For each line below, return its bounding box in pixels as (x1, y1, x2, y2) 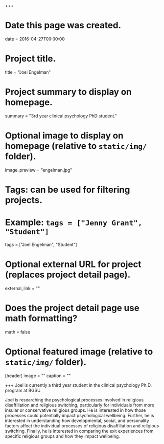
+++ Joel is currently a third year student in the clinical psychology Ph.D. (5, 382, 152, 388)
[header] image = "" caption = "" (5, 373, 71, 378)
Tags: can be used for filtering (5, 184, 130, 195)
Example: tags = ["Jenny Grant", (5, 217, 143, 228)
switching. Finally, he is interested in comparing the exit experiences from (5, 428, 154, 434)
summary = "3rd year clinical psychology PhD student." (5, 113, 117, 119)
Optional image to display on (5, 130, 124, 141)
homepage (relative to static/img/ (5, 140, 147, 152)
